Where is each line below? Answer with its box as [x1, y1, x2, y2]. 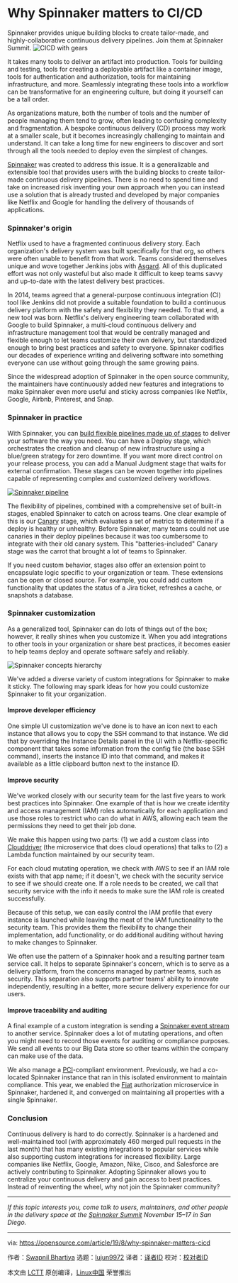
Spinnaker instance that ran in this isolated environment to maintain [30, 1073, 227, 1081]
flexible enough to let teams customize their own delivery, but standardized [7, 336, 227, 345]
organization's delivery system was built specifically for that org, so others [7, 247, 225, 255]
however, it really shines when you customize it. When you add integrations [7, 632, 227, 640]
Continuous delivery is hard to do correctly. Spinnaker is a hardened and [7, 1130, 219, 1138]
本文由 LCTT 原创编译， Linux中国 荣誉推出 [7, 1268, 132, 1277]
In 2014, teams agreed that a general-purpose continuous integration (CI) [7, 291, 222, 299]
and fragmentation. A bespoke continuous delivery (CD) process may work [7, 123, 227, 132]
